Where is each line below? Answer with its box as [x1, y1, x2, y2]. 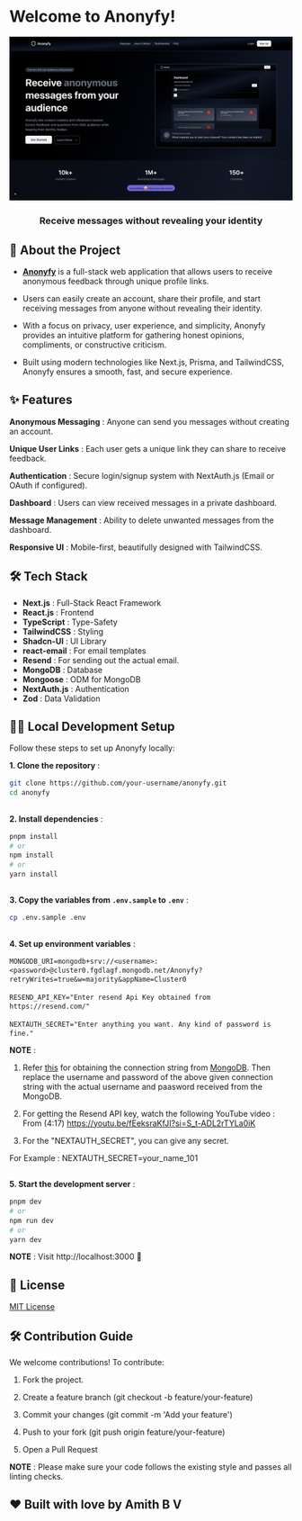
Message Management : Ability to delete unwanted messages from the [9, 515, 274, 526]
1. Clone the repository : [9, 760, 101, 771]
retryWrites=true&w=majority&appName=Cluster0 [9, 975, 187, 984]
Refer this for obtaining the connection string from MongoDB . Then [22, 1062, 271, 1073]
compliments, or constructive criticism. [22, 339, 167, 350]
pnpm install [9, 832, 58, 841]
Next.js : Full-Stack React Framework [22, 597, 162, 608]
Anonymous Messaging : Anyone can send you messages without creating [9, 416, 290, 427]
